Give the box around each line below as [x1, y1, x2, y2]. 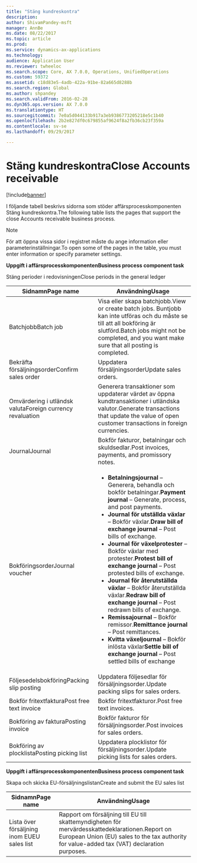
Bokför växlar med [107, 547, 158, 555]
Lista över [9, 818, 36, 826]
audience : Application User [6, 58, 75, 63]
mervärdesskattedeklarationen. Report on [58, 825, 172, 833]
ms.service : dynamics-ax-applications [6, 47, 101, 53]
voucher [9, 568, 32, 577]
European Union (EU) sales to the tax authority [58, 832, 187, 841]
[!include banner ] [6, 191, 46, 198]
